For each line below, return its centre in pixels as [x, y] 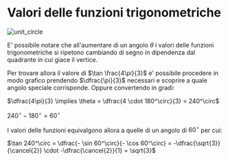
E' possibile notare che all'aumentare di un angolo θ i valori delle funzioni [111, 45]
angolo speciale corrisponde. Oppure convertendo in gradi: [91, 87]
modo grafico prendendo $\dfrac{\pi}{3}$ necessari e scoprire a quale [107, 80]
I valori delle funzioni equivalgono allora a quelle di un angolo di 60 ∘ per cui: [115, 129]
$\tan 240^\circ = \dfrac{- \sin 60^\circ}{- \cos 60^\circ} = [90, 143]
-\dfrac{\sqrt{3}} [197, 143]
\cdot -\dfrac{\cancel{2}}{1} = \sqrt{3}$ [100, 151]
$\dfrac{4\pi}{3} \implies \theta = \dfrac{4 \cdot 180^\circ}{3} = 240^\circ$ [113, 100]
